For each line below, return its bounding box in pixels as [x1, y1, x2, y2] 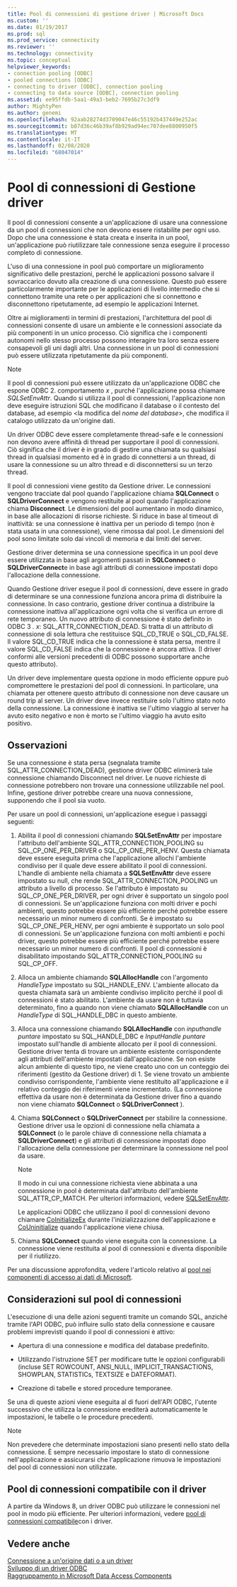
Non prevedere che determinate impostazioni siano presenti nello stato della [7, 1440, 230, 1449]
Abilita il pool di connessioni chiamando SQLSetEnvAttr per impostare [17, 831, 222, 840]
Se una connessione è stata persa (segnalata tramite [7, 758, 161, 767]
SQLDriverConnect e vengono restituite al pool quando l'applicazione [7, 496, 211, 505]
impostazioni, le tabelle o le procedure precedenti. [7, 1412, 154, 1421]
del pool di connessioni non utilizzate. [7, 1463, 117, 1471]
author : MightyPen [7, 103, 62, 110]
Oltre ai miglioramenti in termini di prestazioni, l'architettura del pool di [7, 313, 212, 322]
